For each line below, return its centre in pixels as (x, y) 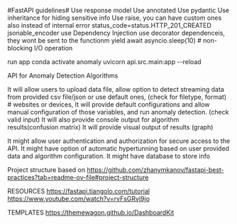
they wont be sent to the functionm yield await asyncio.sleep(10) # (105, 41)
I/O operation (54, 48)
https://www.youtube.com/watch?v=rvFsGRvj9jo (79, 199)
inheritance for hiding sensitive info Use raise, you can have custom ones (115, 18)
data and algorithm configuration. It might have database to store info (109, 156)
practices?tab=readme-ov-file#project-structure (78, 177)
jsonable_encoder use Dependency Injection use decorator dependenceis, (116, 33)
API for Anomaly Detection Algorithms (63, 75)
